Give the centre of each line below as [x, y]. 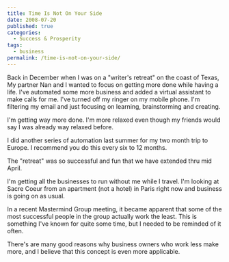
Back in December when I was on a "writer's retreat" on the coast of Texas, [113, 77]
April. [15, 168]
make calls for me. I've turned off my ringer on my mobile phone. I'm [104, 99]
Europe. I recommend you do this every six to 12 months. [87, 147]
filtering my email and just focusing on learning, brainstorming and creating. [114, 106]
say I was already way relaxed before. [60, 127]
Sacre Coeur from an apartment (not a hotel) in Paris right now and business [114, 188]
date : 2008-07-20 [32, 20]
